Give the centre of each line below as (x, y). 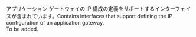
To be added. (22, 29)
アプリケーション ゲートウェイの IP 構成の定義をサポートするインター (91, 9)
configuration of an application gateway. (55, 23)
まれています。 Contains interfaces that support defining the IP (97, 16)
